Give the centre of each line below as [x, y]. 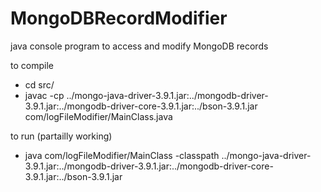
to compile [32, 65]
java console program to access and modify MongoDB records [139, 46]
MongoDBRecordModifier [119, 18]
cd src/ [39, 84]
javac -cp [44, 95]
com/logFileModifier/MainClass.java [98, 116]
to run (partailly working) [61, 136]
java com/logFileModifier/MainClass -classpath [122, 155]
